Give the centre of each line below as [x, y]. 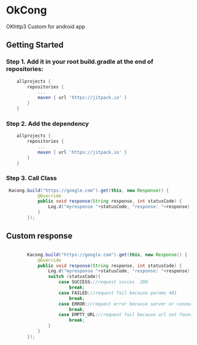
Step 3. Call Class [32, 178]
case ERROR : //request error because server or [116, 304]
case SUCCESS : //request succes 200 [103, 282]
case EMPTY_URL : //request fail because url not [118, 315]
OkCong [26, 10]
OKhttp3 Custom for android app [46, 26]
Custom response [39, 236]
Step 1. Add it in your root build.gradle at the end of [80, 62]
